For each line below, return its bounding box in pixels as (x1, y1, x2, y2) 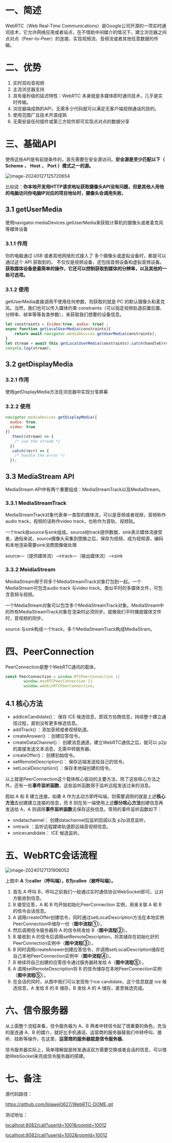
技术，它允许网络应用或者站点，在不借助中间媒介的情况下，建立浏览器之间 (9, 29, 167, 35)
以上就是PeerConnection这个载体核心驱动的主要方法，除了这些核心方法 (5, 776, 156, 782)
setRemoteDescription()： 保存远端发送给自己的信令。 (12, 758, 127, 764)
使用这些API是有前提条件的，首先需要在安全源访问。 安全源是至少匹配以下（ (5, 156, 165, 162)
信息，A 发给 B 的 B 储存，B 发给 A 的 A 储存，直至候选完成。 (17, 985, 147, 991)
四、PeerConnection (5, 646, 95, 658)
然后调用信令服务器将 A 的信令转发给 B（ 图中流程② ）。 (12, 927, 130, 933)
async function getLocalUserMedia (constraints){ (5, 327, 111, 332)
